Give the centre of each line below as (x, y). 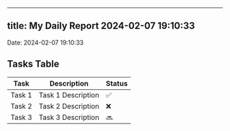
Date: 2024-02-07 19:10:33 (46, 43)
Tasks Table (33, 64)
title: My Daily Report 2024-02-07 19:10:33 (101, 26)
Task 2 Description (69, 106)
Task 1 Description (69, 95)
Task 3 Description (69, 117)
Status (117, 83)
